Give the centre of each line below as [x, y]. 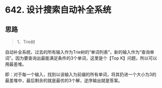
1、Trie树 [26, 42]
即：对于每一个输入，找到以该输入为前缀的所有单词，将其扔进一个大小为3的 [81, 74]
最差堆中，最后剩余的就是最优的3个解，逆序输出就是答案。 [64, 81]
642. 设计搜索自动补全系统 [58, 10]
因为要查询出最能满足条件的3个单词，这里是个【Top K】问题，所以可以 [86, 58]
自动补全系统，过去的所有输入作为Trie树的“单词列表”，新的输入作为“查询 [78, 52]
